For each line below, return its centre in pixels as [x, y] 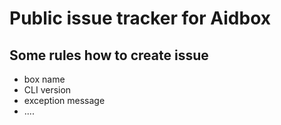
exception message [64, 100]
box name [44, 79]
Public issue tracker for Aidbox [140, 18]
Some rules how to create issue [109, 55]
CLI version [47, 90]
